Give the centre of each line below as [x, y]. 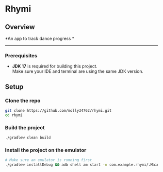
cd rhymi [14, 115]
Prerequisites [21, 55]
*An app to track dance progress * [40, 38]
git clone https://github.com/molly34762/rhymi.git [58, 110]
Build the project [25, 127]
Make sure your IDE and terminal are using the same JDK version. [78, 71]
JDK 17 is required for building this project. [55, 66]
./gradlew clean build [28, 138]
